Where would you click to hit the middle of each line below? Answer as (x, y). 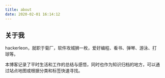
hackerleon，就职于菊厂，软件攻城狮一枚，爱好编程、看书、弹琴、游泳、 (79, 48)
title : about (18, 10)
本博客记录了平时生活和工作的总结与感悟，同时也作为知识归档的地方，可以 (80, 65)
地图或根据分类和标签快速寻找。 (50, 71)
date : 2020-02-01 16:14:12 (33, 14)
